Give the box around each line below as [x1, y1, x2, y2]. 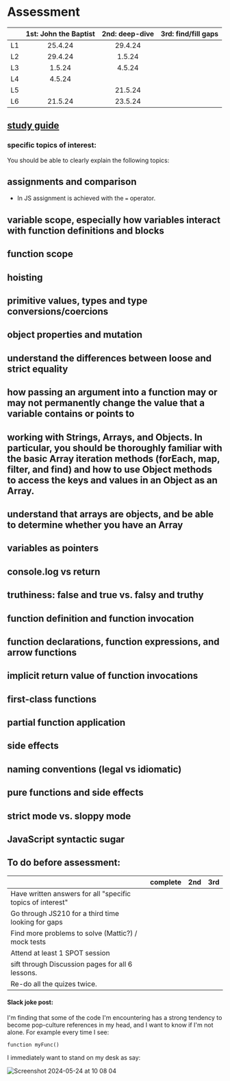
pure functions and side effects [7, 787, 144, 799]
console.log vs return [7, 566, 101, 577]
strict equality [7, 363, 68, 375]
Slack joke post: [7, 998, 53, 1007]
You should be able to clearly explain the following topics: [7, 156, 170, 164]
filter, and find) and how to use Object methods [7, 463, 212, 475]
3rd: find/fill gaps [160, 29, 219, 38]
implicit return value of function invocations [7, 670, 199, 682]
